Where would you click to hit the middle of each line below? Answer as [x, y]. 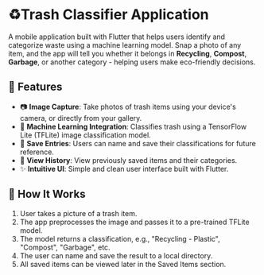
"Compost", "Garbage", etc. [65, 247]
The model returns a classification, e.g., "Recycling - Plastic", [120, 238]
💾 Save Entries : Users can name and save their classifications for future [138, 143]
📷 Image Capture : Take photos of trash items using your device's [128, 107]
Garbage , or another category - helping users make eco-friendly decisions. [132, 62]
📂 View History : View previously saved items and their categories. [128, 160]
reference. [37, 152]
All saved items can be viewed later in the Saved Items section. [123, 264]
